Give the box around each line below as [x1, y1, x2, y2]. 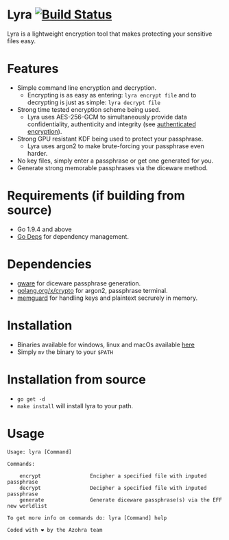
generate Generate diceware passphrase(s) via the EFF [19, 496, 223, 504]
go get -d [16, 395, 46, 403]
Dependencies [7, 257, 92, 272]
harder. [27, 149, 48, 157]
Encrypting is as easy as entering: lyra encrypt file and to [27, 91, 197, 99]
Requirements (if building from [7, 188, 185, 204]
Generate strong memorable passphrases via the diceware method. [16, 163, 208, 172]
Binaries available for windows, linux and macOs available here [16, 340, 195, 349]
